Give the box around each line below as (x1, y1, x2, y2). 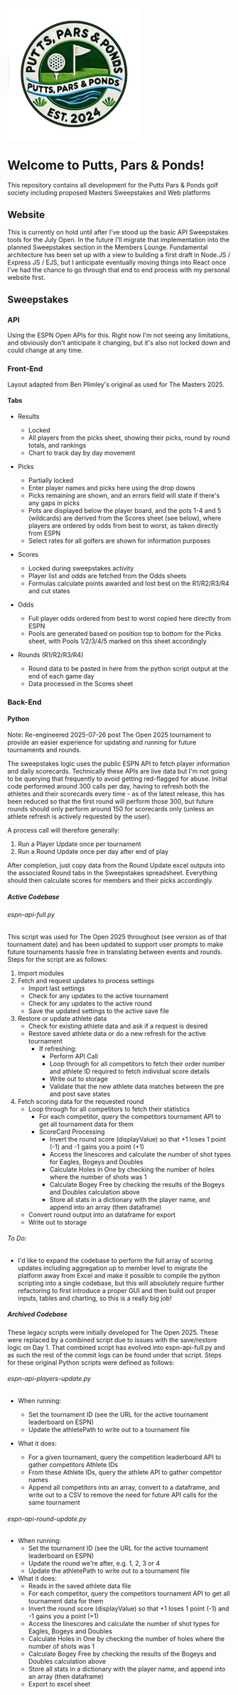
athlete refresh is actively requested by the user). (7, 812, 151, 821)
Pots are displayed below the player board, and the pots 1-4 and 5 (28, 506, 222, 514)
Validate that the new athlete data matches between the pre (49, 1082, 225, 1090)
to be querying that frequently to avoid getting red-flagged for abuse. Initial (7, 774, 227, 783)
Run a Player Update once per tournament (17, 840, 141, 848)
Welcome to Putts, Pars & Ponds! (7, 158, 205, 173)
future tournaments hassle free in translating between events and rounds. (7, 947, 223, 956)
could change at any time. (7, 346, 84, 354)
